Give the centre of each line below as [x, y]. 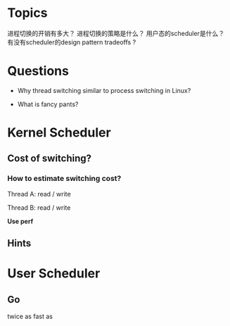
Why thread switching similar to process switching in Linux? [104, 90]
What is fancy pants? [48, 104]
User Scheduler [54, 274]
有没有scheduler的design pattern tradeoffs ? [72, 42]
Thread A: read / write [39, 194]
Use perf [20, 221]
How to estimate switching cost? [64, 179]
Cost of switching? [50, 159]
